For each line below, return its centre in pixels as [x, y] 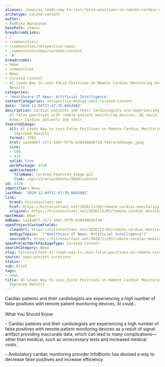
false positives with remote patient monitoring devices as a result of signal [80, 329]
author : [13, 19]
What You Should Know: [29, 314]
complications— [140, 334]
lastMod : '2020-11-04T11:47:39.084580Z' [47, 193]
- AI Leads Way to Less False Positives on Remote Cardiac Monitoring [79, 83]
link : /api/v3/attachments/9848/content [56, 179]
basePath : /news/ [23, 28]
